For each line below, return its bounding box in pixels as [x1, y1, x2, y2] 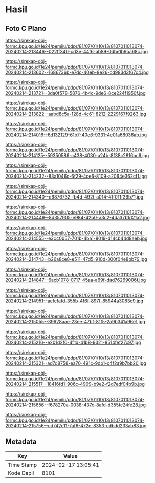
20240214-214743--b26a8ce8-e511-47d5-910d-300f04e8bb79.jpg [5, 256, 147, 262]
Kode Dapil [8, 469, 34, 476]
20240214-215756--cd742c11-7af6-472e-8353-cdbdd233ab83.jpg [5, 423, 147, 428]
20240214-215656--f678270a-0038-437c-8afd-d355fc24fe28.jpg [5, 402, 146, 408]
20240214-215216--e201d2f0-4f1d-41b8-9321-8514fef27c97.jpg [5, 339, 141, 345]
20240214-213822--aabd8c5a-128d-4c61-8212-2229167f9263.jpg [5, 111, 147, 117]
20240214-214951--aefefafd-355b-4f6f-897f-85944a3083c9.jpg [5, 298, 143, 304]
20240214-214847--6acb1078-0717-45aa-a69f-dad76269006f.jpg [5, 277, 146, 283]
